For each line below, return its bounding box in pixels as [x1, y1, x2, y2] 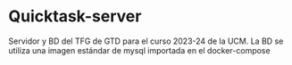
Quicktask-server [8, 6, 142, 27]
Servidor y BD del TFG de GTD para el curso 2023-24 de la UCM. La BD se [8, 36, 284, 46]
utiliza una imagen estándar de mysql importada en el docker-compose [8, 45, 271, 55]
